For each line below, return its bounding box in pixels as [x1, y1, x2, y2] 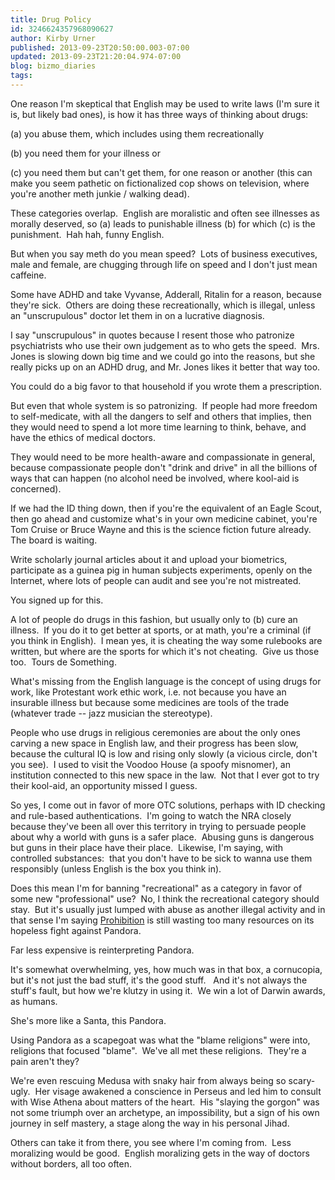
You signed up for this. [10, 594, 104, 606]
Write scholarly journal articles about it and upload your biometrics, [10, 553, 288, 565]
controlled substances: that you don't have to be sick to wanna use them [10, 852, 313, 864]
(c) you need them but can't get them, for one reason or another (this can [10, 166, 313, 178]
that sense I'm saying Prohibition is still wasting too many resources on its [10, 914, 315, 926]
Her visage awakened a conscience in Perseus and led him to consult [34, 1085, 322, 1097]
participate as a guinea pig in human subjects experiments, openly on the [10, 564, 313, 576]
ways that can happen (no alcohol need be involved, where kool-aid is [10, 472, 300, 484]
